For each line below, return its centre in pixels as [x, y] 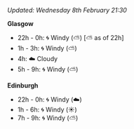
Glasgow [20, 23]
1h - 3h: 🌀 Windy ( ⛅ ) [47, 48]
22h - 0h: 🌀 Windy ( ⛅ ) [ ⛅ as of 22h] [71, 38]
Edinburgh [23, 86]
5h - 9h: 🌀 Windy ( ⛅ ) [48, 69]
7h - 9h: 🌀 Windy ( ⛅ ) [48, 118]
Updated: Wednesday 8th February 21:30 [67, 10]
